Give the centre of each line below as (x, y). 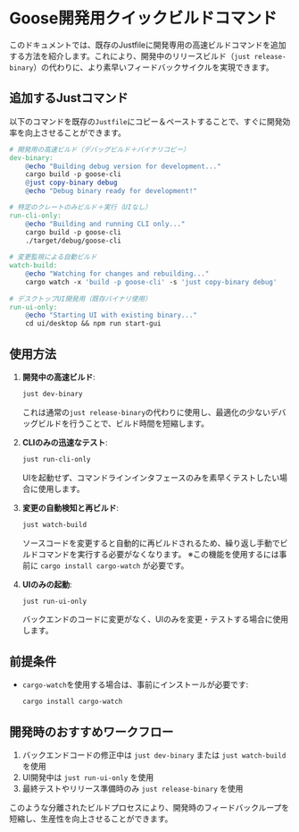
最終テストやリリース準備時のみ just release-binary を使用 (133, 788)
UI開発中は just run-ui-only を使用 (88, 777)
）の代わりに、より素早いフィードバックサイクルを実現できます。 (153, 67)
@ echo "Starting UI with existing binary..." (112, 315)
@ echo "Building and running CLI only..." (105, 224)
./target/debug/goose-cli (74, 241)
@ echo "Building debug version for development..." (123, 166)
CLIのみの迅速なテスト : (65, 442)
